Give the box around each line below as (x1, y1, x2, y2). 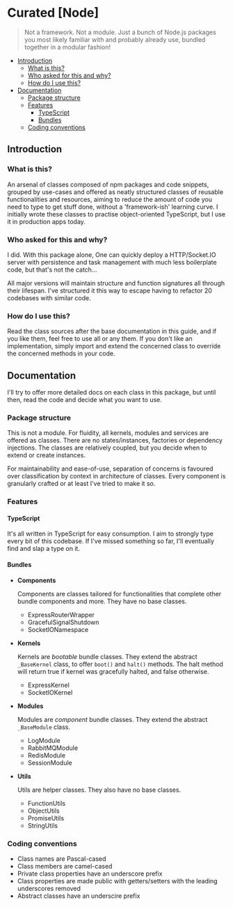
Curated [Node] (7, 5, 99, 21)
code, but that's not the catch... (7, 265, 97, 274)
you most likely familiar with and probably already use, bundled (24, 35, 206, 43)
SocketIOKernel (27, 688, 73, 696)
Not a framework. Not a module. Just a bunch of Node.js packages (24, 28, 217, 36)
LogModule (27, 736, 61, 744)
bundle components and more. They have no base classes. (17, 597, 187, 605)
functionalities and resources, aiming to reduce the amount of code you (7, 195, 212, 203)
